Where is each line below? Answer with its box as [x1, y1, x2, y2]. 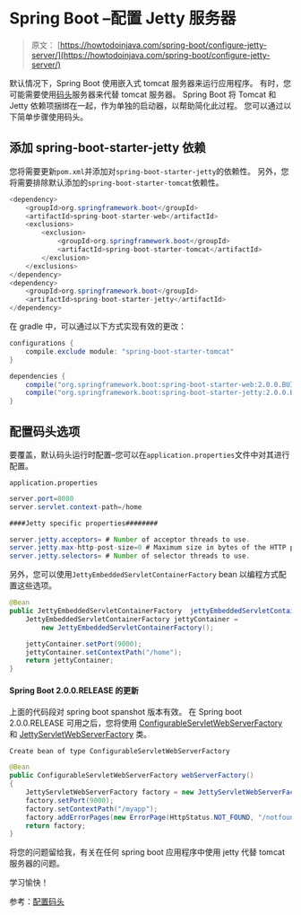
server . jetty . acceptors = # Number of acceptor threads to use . [9, 535, 251, 544]
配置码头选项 [9, 424, 81, 439]
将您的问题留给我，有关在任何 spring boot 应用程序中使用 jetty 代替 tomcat [9, 847, 285, 858]
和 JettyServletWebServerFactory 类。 [9, 729, 152, 740]
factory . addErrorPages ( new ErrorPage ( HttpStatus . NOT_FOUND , [25, 813, 254, 822]
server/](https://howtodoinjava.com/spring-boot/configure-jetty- [30, 49, 271, 60]
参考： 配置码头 [9, 896, 64, 907]
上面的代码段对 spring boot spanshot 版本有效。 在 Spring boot [9, 707, 243, 717]
